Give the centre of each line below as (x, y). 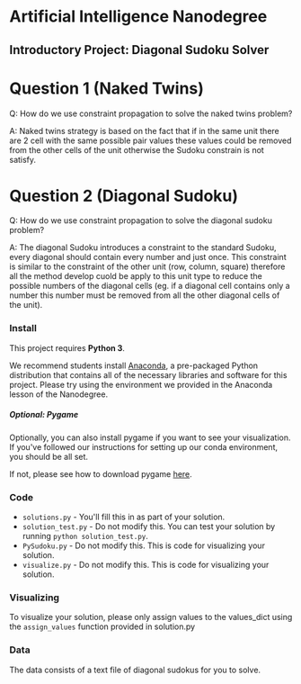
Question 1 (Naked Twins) (107, 88)
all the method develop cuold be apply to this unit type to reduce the (136, 276)
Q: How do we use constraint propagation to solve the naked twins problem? (151, 113)
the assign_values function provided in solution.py (102, 626)
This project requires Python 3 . (67, 347)
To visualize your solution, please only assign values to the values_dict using (151, 617)
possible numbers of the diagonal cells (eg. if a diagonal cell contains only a (150, 286)
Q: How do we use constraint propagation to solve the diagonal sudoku (141, 220)
